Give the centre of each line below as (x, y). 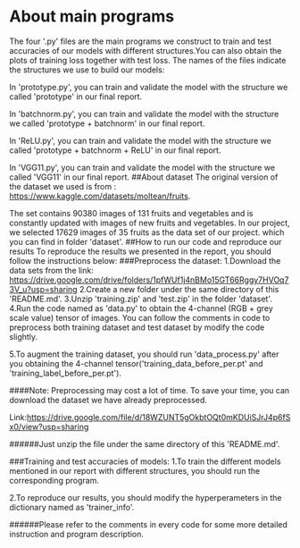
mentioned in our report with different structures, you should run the (135, 470)
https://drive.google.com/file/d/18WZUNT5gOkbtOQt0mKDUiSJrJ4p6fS (158, 417)
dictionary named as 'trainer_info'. (72, 507)
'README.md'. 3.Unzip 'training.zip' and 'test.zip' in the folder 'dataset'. (141, 299)
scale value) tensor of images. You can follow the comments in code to (140, 317)
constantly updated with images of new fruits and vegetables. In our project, (150, 223)
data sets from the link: (51, 270)
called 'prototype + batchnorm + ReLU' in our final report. (115, 150)
